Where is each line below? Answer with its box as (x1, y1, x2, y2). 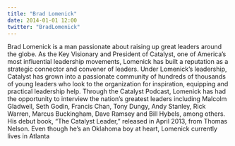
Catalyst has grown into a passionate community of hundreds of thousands (7, 72, 226, 81)
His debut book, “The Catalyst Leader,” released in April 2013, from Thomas (7, 117, 228, 126)
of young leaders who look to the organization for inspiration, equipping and (7, 80, 229, 88)
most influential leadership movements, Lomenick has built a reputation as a (7, 58, 229, 66)
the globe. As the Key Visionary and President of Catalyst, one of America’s (7, 50, 227, 58)
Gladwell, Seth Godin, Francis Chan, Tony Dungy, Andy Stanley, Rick (7, 102, 206, 111)
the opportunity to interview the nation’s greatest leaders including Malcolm (7, 95, 227, 103)
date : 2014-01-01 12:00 (7, 17, 78, 24)
